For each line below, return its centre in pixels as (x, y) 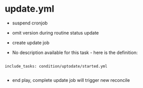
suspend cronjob (30, 23)
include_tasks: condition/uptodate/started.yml (56, 66)
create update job (31, 42)
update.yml (30, 9)
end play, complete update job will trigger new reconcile (71, 80)
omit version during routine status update (55, 33)
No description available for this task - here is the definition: (75, 52)
